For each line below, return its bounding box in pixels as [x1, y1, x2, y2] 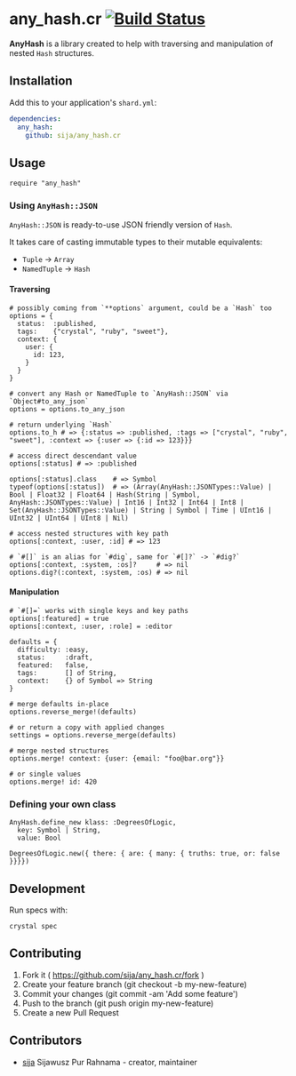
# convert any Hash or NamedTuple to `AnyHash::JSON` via [9, 389, 228, 398]
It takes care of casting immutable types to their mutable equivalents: [9, 236, 263, 248]
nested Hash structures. [9, 47, 95, 58]
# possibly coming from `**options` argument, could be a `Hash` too [9, 303, 273, 313]
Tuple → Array [21, 254, 75, 265]
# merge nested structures [9, 746, 109, 755]
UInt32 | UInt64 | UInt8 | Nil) [9, 514, 129, 522]
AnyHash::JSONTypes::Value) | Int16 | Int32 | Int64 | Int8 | [9, 498, 244, 506]
